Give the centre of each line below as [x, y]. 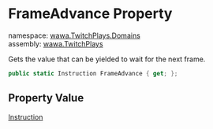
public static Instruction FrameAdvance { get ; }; [93, 73]
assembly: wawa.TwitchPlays [56, 43]
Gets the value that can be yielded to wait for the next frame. [107, 59]
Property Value [46, 98]
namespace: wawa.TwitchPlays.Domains [74, 35]
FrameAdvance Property [90, 14]
